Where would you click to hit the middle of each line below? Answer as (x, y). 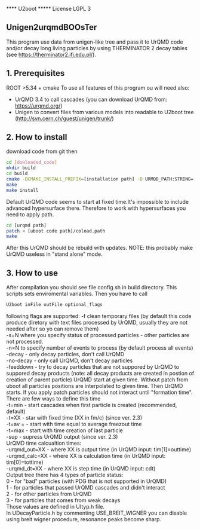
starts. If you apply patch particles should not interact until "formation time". (99, 392)
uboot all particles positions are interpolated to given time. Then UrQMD (95, 386)
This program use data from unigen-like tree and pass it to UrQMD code (95, 42)
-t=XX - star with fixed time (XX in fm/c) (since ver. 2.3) (74, 418)
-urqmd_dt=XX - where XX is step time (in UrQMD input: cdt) (81, 468)
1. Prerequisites (36, 73)
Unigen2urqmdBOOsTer (52, 27)
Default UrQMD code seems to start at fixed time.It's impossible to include (98, 201)
